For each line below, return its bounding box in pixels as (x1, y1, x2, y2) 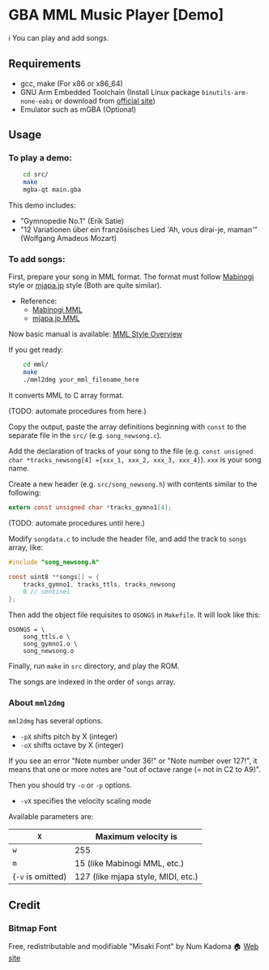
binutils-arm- (201, 88, 250, 97)
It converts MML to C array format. (8, 390, 124, 400)
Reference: (19, 296, 58, 306)
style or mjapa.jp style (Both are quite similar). (8, 281, 162, 290)
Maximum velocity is (95, 831, 178, 842)
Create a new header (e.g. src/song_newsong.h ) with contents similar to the (8, 479, 258, 488)
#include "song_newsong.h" (8, 558, 100, 566)
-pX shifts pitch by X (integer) (19, 732, 118, 741)
